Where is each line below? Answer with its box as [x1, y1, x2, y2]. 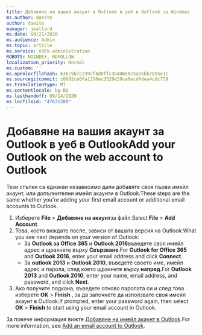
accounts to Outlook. [6, 202, 58, 209]
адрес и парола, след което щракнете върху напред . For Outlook [24, 265, 192, 272]
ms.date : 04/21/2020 [6, 31, 58, 37]
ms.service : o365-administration [6, 48, 90, 54]
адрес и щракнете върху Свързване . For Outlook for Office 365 [24, 246, 187, 254]
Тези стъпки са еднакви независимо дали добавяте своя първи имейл [6, 183, 189, 190]
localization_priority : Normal [6, 59, 85, 65]
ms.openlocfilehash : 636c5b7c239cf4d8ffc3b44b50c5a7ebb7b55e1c [6, 71, 169, 77]
